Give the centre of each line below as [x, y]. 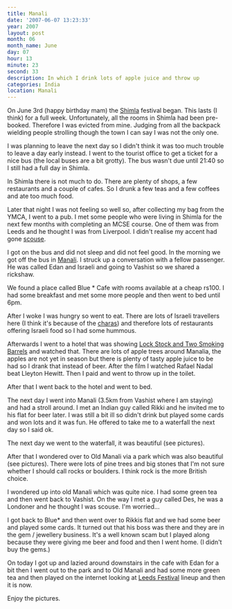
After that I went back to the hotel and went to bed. [80, 387]
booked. [19, 125]
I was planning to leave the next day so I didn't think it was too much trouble [116, 146]
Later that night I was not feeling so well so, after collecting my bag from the [116, 210]
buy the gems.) [29, 549]
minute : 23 [23, 65]
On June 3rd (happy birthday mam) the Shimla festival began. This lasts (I [112, 111]
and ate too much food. [41, 196]
